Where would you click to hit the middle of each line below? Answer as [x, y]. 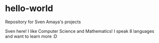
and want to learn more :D [31, 36]
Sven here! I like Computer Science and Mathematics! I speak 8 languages [80, 31]
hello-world [29, 8]
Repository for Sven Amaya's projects [43, 22]
